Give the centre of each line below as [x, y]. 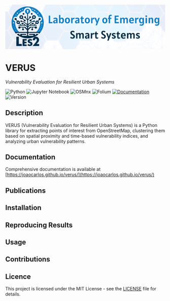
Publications [26, 190]
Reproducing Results [39, 225]
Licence [18, 276]
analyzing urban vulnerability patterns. [46, 141]
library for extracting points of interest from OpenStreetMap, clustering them [85, 131]
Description [24, 113]
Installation [23, 208]
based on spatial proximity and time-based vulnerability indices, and [77, 136]
